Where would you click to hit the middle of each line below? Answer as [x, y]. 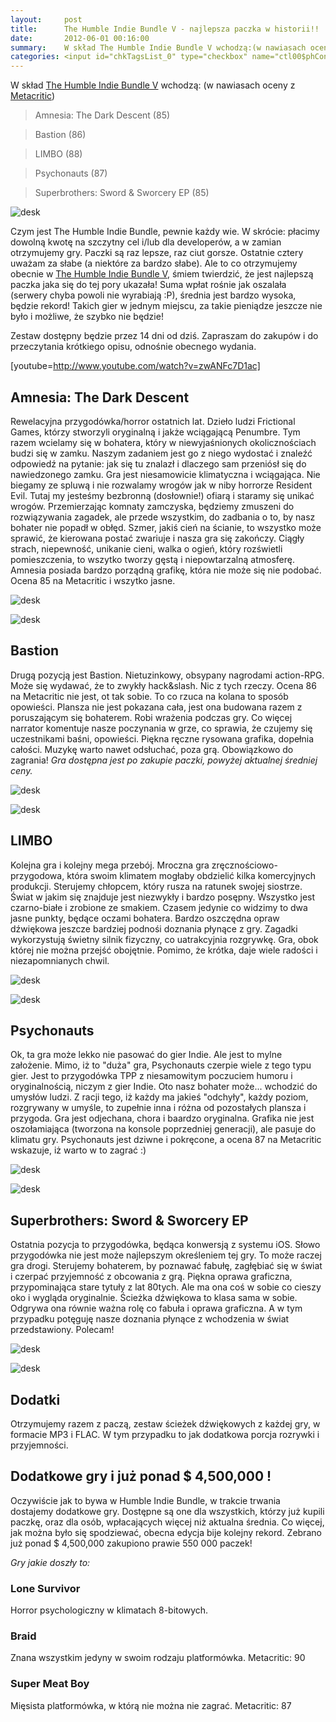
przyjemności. [39, 1445]
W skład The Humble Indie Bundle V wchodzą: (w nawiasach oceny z [153, 85]
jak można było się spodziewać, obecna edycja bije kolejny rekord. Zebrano [166, 1532]
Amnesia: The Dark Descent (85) [102, 115]
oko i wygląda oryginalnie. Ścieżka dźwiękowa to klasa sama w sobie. [154, 1298]
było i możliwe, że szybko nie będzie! [87, 317]
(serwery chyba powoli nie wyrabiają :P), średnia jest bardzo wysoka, [153, 295]
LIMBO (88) [58, 154]
